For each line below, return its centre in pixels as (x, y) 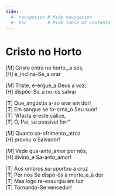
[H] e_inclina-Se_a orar (33, 74)
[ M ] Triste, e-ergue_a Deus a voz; (46, 85)
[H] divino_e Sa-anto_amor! (38, 157)
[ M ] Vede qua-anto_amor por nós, (47, 151)
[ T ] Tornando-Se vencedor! (39, 187)
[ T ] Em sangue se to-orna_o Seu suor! (52, 109)
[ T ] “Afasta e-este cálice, (36, 116)
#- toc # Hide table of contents (61, 22)
